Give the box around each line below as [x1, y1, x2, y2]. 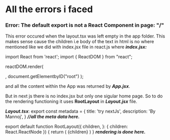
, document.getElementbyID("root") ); [5, 74, 84, 80]
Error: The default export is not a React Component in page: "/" [5, 22, 164, 29]
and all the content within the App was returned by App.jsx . [5, 83, 130, 89]
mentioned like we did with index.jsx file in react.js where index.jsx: [5, 44, 147, 50]
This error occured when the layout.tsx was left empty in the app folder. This [5, 33, 165, 39]
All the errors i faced [5, 4, 93, 15]
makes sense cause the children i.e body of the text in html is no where [5, 39, 154, 45]
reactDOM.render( [5, 63, 44, 69]
